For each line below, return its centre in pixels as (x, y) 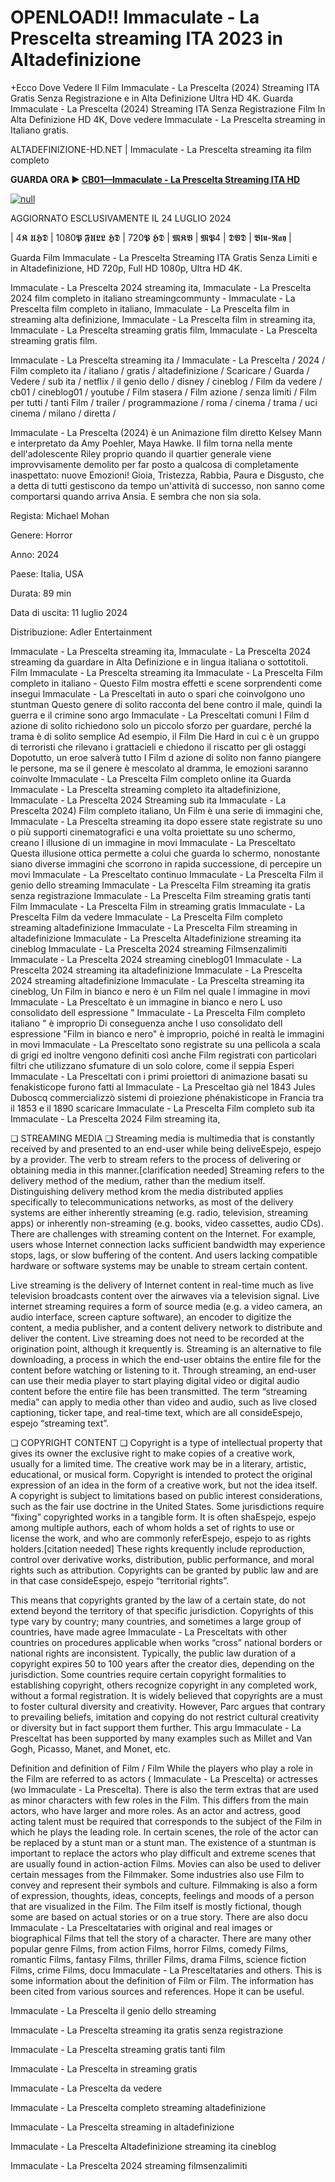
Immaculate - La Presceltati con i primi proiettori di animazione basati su (159, 1076)
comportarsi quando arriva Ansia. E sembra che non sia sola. (136, 496)
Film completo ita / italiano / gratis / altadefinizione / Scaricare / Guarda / (160, 370)
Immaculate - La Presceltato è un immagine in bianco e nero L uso (146, 1002)
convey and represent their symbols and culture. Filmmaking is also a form (164, 1885)
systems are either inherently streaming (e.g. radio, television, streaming (159, 1212)
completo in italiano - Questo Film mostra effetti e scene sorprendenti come (166, 683)
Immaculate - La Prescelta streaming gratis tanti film (118, 2049)
